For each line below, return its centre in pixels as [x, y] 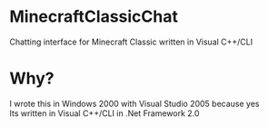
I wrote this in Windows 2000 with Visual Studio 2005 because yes [135, 103]
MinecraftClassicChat [94, 17]
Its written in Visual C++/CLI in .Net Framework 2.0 [104, 113]
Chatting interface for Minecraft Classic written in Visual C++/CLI [131, 42]
